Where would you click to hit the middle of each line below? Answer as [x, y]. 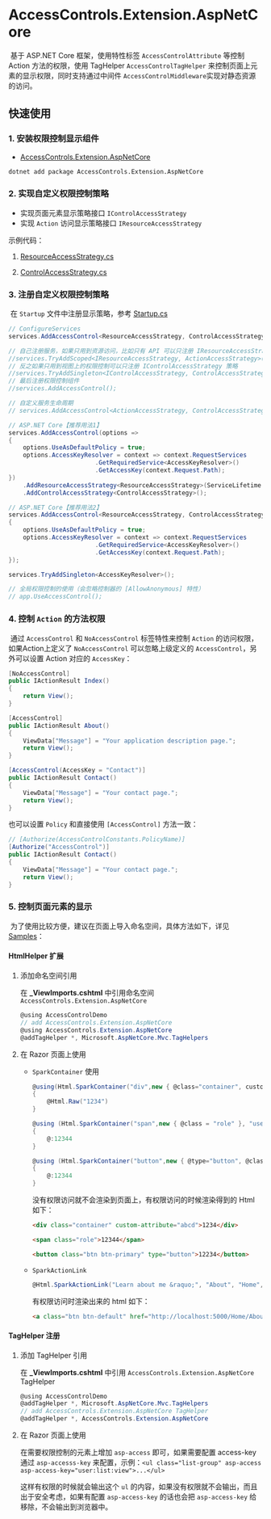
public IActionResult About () [59, 726]
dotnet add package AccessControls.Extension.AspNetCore [106, 171]
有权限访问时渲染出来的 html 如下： [91, 1301]
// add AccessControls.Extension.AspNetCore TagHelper [114, 1412]
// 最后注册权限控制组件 [44, 381]
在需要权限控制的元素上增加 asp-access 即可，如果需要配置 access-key [138, 1453]
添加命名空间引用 [48, 976]
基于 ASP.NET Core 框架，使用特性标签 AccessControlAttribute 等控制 [127, 55]
